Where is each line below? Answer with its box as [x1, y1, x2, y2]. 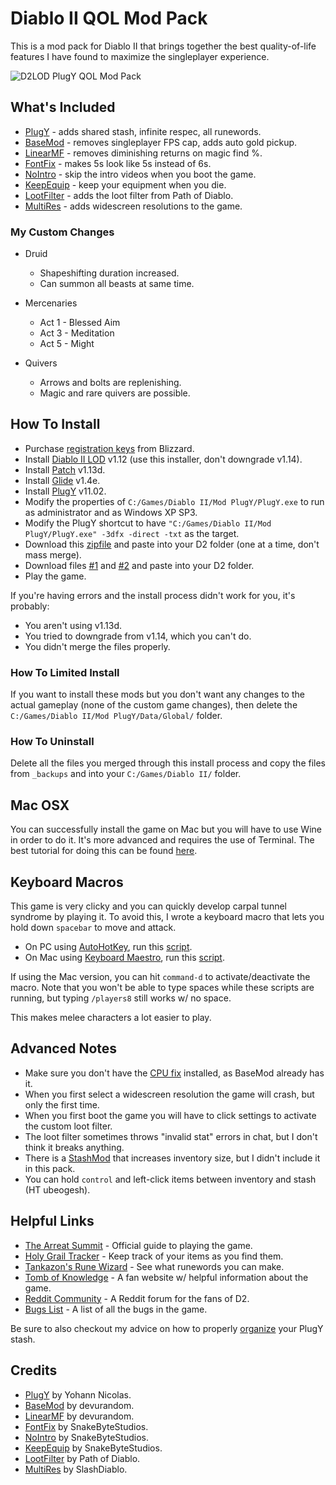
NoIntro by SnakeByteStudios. [24, 1431, 149, 1443]
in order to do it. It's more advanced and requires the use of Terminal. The [10, 834, 315, 846]
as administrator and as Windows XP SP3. [24, 506, 198, 518]
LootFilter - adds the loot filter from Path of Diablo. [24, 189, 234, 201]
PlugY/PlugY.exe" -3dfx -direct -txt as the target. [24, 527, 240, 539]
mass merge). [24, 548, 82, 561]
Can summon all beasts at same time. [39, 278, 195, 290]
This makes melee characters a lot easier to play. [10, 1012, 212, 1024]
